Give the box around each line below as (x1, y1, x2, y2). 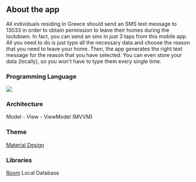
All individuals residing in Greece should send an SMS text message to (6, 20, 177, 27)
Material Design (6, 141, 45, 149)
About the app (6, 5, 60, 15)
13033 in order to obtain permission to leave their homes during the (6, 26, 170, 33)
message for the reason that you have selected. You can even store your (6, 51, 182, 58)
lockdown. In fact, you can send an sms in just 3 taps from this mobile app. (6, 32, 188, 40)
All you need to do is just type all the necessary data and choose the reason (6, 39, 190, 46)
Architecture (6, 100, 44, 108)
